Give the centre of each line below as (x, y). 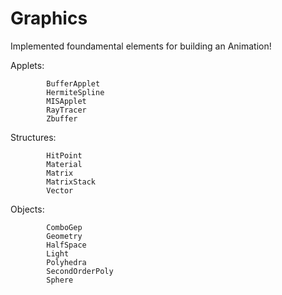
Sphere (60, 280)
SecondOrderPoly (80, 271)
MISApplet (66, 101)
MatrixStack (71, 182)
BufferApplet (73, 83)
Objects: (27, 209)
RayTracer (66, 110)
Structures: (33, 137)
